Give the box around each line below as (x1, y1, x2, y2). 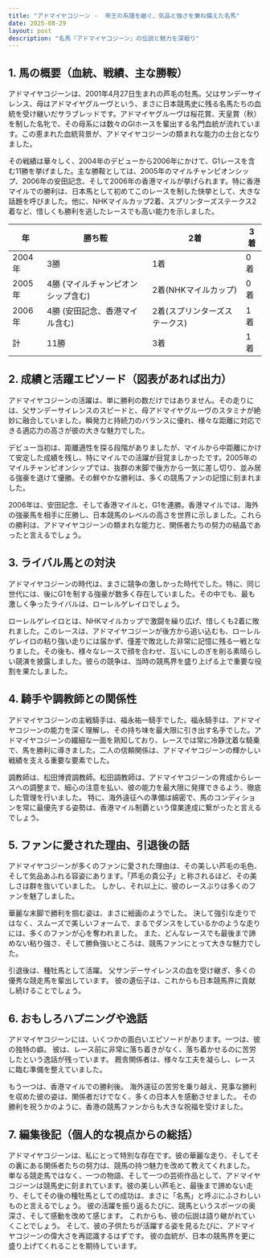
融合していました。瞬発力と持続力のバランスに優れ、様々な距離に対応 (22, 415, 255, 425)
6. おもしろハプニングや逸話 (8, 1011, 148, 1026)
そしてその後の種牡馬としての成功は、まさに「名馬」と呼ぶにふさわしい (22, 1190, 261, 1200)
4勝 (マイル (47, 278, 90, 290)
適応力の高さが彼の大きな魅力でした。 (22, 425, 149, 435)
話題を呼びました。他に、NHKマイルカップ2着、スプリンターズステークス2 (8, 196, 257, 206)
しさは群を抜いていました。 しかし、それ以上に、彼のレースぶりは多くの (8, 882, 249, 891)
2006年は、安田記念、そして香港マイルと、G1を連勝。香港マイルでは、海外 (8, 499, 260, 509)
